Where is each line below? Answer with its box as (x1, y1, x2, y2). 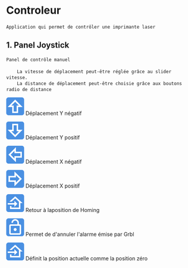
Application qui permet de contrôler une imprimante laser (6, 24, 156, 30)
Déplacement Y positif (25, 133, 80, 141)
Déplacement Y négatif (25, 110, 82, 117)
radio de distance (6, 86, 52, 92)
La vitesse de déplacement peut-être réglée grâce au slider (17, 68, 171, 74)
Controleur (6, 4, 61, 17)
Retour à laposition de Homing (25, 206, 100, 213)
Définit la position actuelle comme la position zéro (25, 254, 148, 262)
